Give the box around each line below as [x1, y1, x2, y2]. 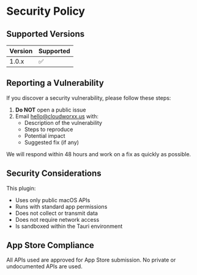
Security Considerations [6, 168, 102, 179]
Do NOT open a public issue [15, 106, 86, 113]
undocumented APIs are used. [6, 263, 83, 270]
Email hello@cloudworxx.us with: [15, 112, 99, 120]
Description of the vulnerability [24, 119, 103, 126]
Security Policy [6, 4, 86, 18]
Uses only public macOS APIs [15, 196, 91, 203]
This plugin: [6, 184, 36, 192]
